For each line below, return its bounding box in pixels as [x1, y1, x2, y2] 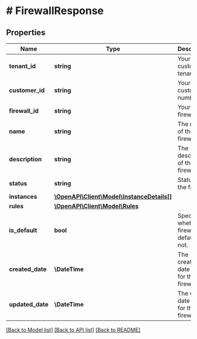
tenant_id [9, 62, 36, 70]
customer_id [9, 86, 45, 94]
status [9, 179, 28, 187]
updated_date [9, 300, 49, 309]
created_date [9, 265, 47, 273]
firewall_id [9, 107, 39, 115]
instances [9, 192, 38, 201]
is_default [9, 226, 38, 234]
